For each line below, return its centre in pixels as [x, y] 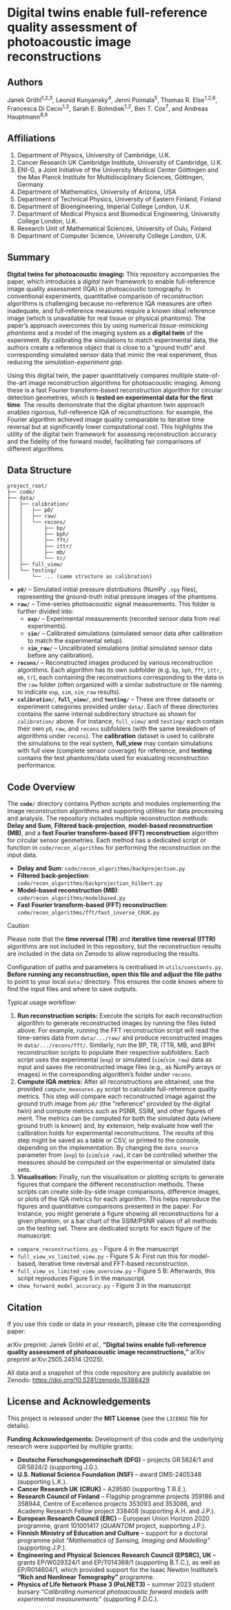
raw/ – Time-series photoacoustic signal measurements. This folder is [116, 604]
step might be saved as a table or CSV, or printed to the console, [109, 1140]
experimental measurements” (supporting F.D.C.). [88, 1599]
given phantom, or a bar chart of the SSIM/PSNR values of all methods [117, 1221]
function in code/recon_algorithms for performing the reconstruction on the [114, 848]
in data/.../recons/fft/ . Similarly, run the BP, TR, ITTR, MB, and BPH [116, 1045]
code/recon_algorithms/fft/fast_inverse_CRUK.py [88, 913]
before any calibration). [61, 655]
